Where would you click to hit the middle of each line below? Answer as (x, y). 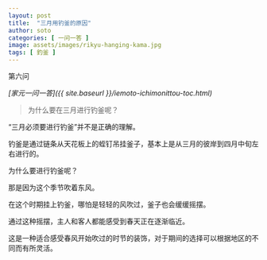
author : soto (30, 30)
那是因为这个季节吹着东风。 (54, 187)
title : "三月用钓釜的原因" (50, 23)
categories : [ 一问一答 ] (49, 38)
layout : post (30, 16)
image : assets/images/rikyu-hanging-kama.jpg (85, 45)
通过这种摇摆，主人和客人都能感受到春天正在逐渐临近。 (99, 221)
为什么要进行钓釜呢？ (43, 171)
